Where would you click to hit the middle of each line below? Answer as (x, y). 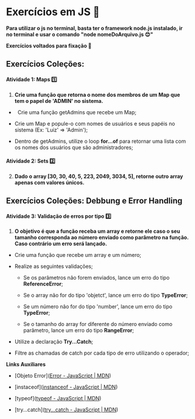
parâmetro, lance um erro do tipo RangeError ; (79, 331)
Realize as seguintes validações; (54, 266)
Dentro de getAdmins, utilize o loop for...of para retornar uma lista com (100, 141)
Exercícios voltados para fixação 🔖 (49, 46)
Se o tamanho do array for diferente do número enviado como (98, 324)
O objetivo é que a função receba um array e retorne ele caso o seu (97, 231)
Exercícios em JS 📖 (53, 12)
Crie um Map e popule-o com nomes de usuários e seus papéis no (95, 123)
